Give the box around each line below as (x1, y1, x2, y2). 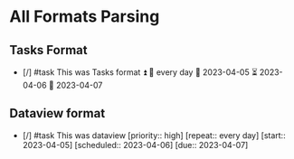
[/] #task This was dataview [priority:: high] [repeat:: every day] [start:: (22, 129, 287, 141)
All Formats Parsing (9, 6, 160, 27)
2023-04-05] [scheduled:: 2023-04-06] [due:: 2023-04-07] (22, 139, 249, 150)
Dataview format (9, 106, 106, 121)
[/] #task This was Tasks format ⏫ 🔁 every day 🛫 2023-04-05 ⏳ (22, 67, 258, 78)
